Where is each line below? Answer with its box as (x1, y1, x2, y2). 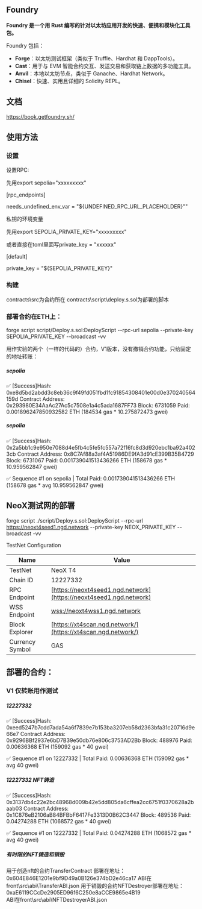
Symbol (9, 645, 31, 653)
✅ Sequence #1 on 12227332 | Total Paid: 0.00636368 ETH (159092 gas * (6, 755, 189, 762)
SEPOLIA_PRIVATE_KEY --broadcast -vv (6, 333, 106, 340)
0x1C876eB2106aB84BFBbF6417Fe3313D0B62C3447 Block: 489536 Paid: (6, 811, 191, 819)
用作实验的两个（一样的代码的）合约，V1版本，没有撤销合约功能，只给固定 (6, 345, 191, 352)
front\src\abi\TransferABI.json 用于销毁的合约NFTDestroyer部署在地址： (6, 882, 185, 889)
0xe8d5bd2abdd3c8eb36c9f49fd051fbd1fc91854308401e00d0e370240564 (6, 389, 196, 396)
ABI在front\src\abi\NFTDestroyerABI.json (6, 896, 108, 903)
